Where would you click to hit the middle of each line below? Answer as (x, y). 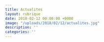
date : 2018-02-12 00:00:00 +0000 (39, 18)
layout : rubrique (23, 14)
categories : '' (21, 32)
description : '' (22, 28)
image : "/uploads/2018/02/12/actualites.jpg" (52, 23)
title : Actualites (24, 9)
